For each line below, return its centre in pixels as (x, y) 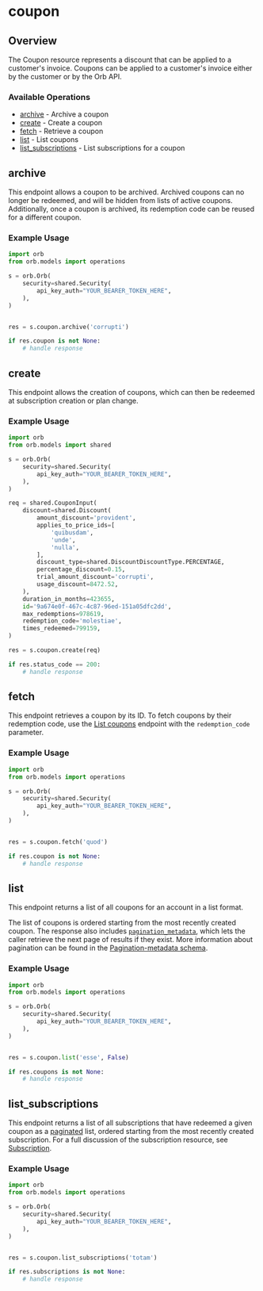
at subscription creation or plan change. (73, 400)
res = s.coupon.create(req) (55, 650)
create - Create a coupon (61, 123)
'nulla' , (65, 547)
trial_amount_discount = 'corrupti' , (95, 577)
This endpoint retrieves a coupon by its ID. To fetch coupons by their (120, 715)
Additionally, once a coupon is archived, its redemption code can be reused (131, 209)
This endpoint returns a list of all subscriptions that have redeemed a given (130, 1123)
